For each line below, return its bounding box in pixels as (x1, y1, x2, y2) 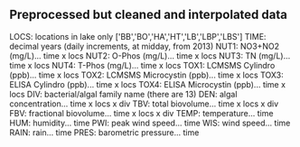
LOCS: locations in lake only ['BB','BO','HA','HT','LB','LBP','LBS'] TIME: (9, 31, 267, 41)
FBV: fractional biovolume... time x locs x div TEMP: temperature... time (9, 107, 274, 118)
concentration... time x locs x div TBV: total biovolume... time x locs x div (9, 98, 279, 109)
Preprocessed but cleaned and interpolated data (9, 7, 287, 23)
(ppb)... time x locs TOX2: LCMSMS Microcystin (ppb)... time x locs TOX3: (9, 69, 284, 80)
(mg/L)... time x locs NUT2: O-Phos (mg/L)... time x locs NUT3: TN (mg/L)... (9, 50, 291, 61)
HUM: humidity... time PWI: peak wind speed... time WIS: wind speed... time (9, 117, 291, 128)
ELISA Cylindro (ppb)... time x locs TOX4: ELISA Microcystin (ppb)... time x (9, 78, 286, 89)
